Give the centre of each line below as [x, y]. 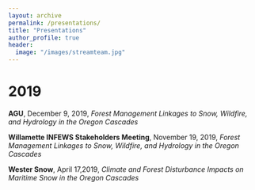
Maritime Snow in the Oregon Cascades [74, 177]
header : [21, 45]
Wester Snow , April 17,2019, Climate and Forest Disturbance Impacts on [126, 169]
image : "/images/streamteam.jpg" [70, 52]
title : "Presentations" [48, 30]
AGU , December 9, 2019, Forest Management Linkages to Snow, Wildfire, [128, 113]
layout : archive [35, 15]
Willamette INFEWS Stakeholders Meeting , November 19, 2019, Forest [124, 137]
